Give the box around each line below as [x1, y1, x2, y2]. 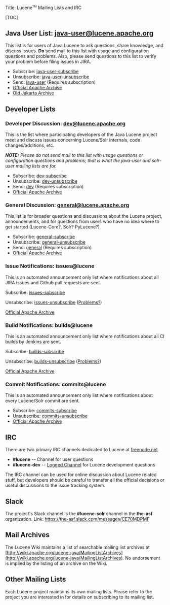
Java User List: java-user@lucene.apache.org [5, 29, 154, 38]
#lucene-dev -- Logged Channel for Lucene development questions [12, 462, 155, 468]
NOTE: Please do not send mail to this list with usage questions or [5, 152, 143, 158]
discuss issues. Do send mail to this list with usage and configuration [5, 48, 149, 54]
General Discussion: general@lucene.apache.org [5, 201, 130, 209]
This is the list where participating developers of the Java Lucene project [5, 131, 158, 138]
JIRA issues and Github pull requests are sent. [5, 279, 101, 286]
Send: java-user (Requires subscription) [12, 79, 96, 85]
